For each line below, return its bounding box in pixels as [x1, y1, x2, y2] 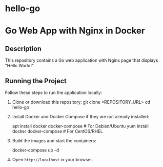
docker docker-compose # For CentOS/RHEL [12, 129, 103, 134]
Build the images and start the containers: [12, 138, 97, 144]
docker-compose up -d [12, 147, 60, 153]
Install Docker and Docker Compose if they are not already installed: [12, 114, 150, 119]
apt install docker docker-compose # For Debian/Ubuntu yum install [12, 123, 149, 129]
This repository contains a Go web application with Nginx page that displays [5, 57, 158, 63]
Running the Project [5, 76, 67, 85]
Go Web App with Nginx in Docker [5, 25, 145, 37]
